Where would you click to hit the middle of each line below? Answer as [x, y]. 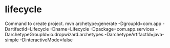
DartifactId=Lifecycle [27, 29]
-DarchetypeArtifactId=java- [134, 34]
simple [12, 40]
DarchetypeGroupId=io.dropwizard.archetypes [54, 34]
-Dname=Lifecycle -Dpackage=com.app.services [102, 29]
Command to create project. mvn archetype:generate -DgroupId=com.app [83, 23]
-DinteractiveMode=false [46, 40]
